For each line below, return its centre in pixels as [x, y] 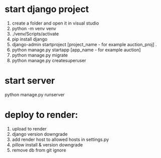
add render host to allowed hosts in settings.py [60, 139]
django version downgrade [40, 134]
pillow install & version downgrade [47, 144]
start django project [47, 9]
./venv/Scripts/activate [35, 34]
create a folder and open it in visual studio [55, 23]
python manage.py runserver [35, 94]
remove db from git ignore [39, 150]
